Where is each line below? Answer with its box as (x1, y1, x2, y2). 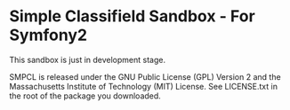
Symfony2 (9, 25, 87, 45)
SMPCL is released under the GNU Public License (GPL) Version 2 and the (9, 71, 282, 82)
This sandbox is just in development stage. (9, 54, 166, 65)
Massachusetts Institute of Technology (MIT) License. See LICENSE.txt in (9, 81, 278, 91)
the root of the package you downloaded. (9, 90, 162, 101)
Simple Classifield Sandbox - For (9, 6, 255, 27)
